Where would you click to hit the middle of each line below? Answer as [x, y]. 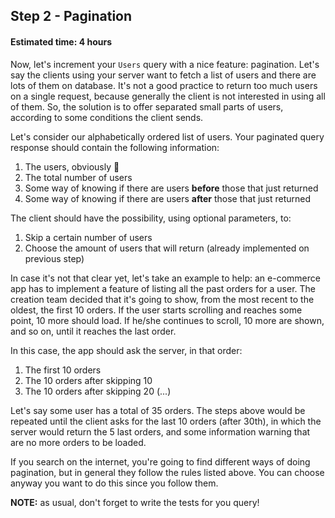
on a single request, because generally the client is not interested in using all [168, 96]
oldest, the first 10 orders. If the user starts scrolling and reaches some [156, 310]
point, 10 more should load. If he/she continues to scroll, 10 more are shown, [167, 320]
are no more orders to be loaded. [78, 442]
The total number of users [78, 177]
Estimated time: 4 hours [61, 41]
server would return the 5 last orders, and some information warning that [160, 431]
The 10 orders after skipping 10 [88, 380]
